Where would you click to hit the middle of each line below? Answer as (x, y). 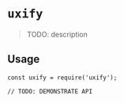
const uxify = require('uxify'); (62, 78)
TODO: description (57, 34)
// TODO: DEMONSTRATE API (50, 91)
